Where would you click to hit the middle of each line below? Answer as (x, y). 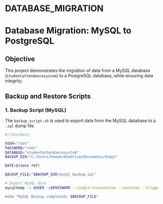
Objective (20, 59)
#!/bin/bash (17, 135)
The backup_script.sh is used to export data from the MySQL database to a (81, 120)
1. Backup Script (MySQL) (36, 110)
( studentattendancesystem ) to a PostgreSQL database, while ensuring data (79, 76)
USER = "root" (17, 143)
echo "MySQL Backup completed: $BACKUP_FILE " (52, 196)
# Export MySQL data (26, 183)
